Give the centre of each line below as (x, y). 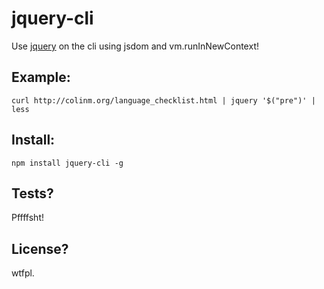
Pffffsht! (27, 218)
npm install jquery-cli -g (67, 163)
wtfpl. (23, 273)
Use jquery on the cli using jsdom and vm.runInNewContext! (135, 46)
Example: (41, 77)
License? (40, 248)
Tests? (32, 193)
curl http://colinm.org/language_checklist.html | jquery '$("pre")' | (163, 100)
